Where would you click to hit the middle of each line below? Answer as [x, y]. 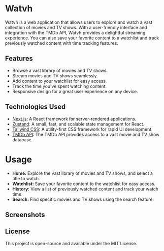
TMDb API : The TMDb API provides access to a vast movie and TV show [86, 134]
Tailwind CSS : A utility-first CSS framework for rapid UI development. [82, 129]
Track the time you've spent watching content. [59, 86]
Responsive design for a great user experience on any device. [75, 91]
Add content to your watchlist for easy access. [60, 81]
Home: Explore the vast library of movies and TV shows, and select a [82, 173]
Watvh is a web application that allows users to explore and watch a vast [79, 22]
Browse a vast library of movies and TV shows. [60, 70]
